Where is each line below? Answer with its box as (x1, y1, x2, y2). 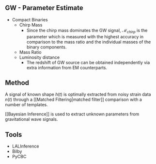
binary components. (26, 44, 67, 50)
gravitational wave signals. (5, 116, 58, 122)
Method (5, 79, 30, 87)
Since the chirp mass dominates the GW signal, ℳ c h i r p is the (26, 27, 148, 34)
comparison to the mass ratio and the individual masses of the (26, 39, 151, 45)
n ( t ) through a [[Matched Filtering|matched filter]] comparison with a (5, 97, 142, 102)
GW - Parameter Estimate (5, 4, 83, 12)
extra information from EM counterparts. (26, 65, 108, 70)
